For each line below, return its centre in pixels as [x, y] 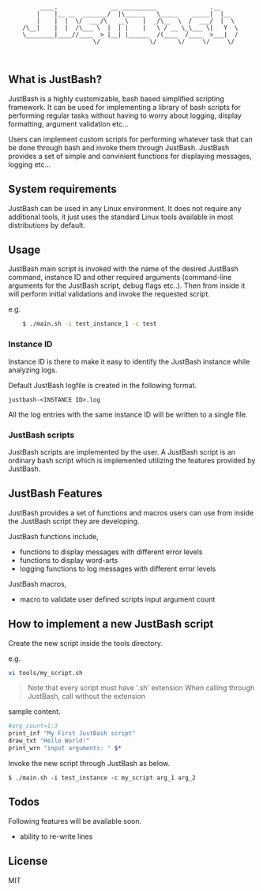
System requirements [62, 189]
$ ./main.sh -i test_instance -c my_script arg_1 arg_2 [102, 778]
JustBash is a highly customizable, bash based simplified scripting [116, 98]
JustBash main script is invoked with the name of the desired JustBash [123, 269]
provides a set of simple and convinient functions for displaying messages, [130, 156]
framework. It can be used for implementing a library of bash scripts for [124, 107]
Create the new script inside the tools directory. [86, 643]
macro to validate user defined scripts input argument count [117, 599]
